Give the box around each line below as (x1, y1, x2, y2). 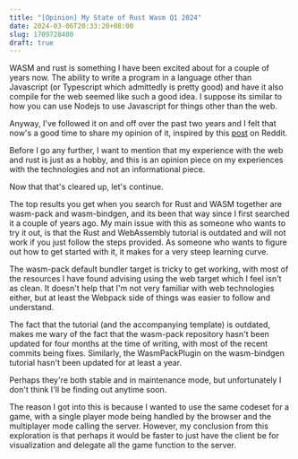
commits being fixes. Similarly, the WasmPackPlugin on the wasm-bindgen (9, 348, 285, 359)
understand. (9, 302, 55, 313)
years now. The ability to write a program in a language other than (9, 73, 252, 83)
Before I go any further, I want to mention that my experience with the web (9, 145, 284, 156)
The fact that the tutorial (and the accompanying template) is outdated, (9, 319, 271, 330)
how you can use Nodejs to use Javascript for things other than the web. (9, 100, 277, 112)
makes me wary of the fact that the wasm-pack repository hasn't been (9, 329, 270, 340)
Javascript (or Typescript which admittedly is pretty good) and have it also (9, 82, 284, 92)
